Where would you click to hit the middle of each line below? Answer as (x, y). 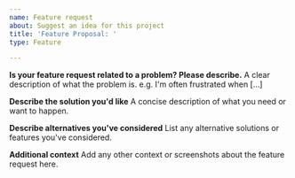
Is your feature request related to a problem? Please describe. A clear (140, 75)
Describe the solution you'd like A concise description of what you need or (148, 102)
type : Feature (36, 42)
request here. (34, 164)
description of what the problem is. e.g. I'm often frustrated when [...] (136, 84)
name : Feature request (51, 17)
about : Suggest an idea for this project (87, 26)
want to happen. (39, 111)
